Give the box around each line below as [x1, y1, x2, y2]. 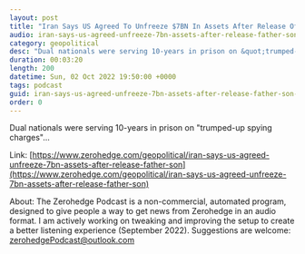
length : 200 [9, 64, 54, 73]
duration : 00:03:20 [9, 55, 84, 64]
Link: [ [9, 150, 34, 161]
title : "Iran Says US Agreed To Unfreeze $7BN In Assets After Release [9, 22, 286, 31]
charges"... [9, 132, 50, 143]
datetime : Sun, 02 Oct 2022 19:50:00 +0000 [9, 73, 177, 82]
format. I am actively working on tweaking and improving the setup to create [9, 215, 295, 227]
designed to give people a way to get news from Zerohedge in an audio [9, 206, 277, 217]
